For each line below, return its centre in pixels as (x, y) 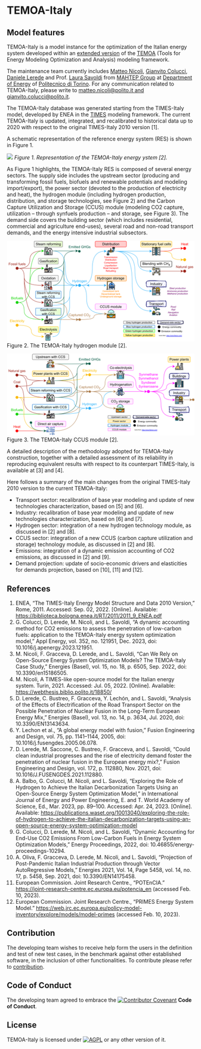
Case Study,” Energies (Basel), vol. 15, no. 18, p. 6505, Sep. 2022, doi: (101, 667)
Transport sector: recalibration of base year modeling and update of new (105, 500)
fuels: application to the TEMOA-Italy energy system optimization (95, 635)
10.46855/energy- (172, 844)
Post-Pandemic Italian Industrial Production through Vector (88, 864)
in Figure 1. (20, 145)
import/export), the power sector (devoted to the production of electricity (97, 188)
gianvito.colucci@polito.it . (38, 97)
